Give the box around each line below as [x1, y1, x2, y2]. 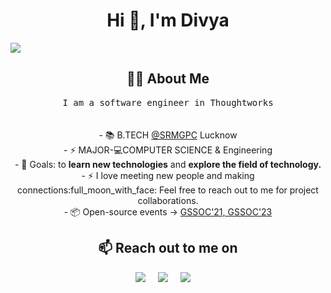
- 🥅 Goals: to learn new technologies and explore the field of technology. [14, 158, 322, 170]
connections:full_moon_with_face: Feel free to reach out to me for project [17, 184, 319, 196]
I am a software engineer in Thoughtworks [62, 97, 274, 108]
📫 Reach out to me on [98, 240, 238, 257]
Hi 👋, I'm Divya [106, 9, 230, 32]
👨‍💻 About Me [126, 70, 210, 88]
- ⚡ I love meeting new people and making [81, 169, 255, 181]
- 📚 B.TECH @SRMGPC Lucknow [98, 129, 238, 141]
